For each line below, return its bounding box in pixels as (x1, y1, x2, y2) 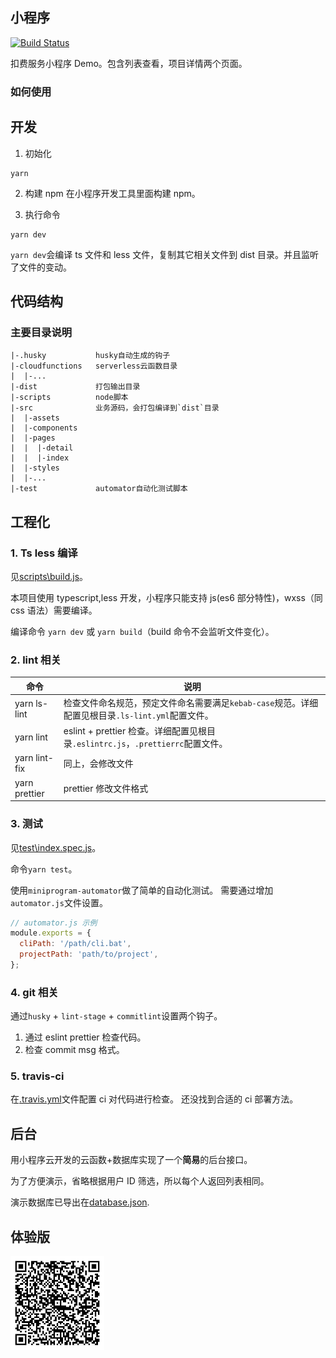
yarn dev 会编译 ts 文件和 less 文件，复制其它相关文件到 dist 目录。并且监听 (10, 248, 320, 260)
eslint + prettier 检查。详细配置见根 (63, 725, 208, 737)
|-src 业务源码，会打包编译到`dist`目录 (10, 403, 220, 413)
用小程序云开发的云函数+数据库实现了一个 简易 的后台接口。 (10, 1154, 253, 1166)
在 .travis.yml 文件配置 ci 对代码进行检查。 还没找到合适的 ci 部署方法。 (10, 1093, 299, 1105)
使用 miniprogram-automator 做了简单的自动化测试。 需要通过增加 (10, 884, 274, 896)
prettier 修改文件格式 (63, 782, 149, 794)
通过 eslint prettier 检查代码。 (24, 1031, 147, 1043)
